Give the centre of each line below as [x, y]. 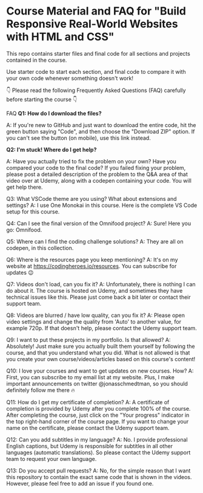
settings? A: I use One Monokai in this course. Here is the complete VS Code [102, 205]
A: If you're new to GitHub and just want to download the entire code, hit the [101, 125]
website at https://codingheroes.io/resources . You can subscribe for [92, 266]
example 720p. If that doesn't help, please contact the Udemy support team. [101, 328]
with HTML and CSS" [60, 37]
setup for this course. [33, 211]
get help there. [25, 187]
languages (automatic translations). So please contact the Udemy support [98, 452]
